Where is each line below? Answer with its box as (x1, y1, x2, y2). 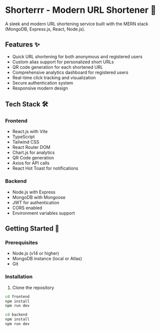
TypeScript (12, 134, 35, 140)
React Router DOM (12, 144, 51, 150)
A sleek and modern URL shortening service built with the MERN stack (5, 21, 149, 27)
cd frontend (5, 294, 30, 299)
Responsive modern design (12, 85, 68, 91)
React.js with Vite (12, 129, 48, 135)
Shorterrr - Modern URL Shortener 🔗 (5, 4, 157, 16)
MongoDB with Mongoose (12, 194, 66, 200)
